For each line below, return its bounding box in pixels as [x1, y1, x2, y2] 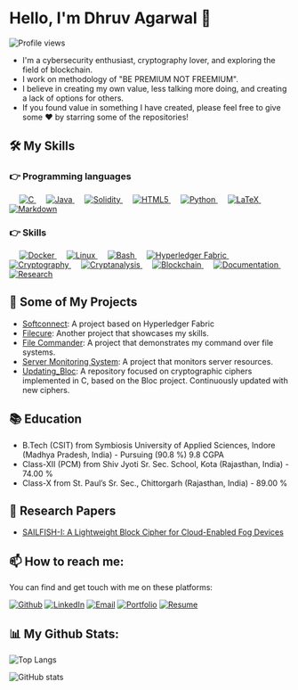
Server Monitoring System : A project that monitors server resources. [21, 356, 274, 366]
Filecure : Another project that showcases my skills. [21, 327, 209, 338]
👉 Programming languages [9, 170, 132, 183]
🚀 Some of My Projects [9, 294, 138, 310]
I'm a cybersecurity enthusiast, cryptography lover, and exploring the [21, 54, 276, 65]
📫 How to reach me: [9, 554, 125, 569]
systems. [21, 347, 56, 357]
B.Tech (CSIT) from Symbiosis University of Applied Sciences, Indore [21, 439, 276, 450]
